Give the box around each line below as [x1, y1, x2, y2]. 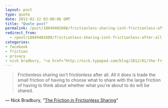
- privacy [5, 53, 26, 59]
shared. [17, 88, 33, 94]
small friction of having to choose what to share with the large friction [17, 77, 161, 83]
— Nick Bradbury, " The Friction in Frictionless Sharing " [5, 98, 118, 104]
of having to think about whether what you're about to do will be [17, 83, 150, 89]
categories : [5, 40, 30, 45]
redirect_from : [5, 30, 37, 35]
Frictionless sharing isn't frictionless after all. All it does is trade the [17, 72, 156, 78]
